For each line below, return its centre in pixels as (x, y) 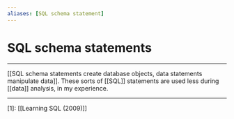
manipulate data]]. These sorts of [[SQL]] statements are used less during (113, 81)
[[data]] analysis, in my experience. (58, 88)
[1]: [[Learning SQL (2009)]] (47, 108)
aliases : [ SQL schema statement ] (56, 13)
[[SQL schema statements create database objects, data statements (105, 73)
